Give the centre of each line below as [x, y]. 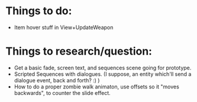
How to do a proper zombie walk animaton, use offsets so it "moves [97, 87]
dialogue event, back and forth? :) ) [57, 80]
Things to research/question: [79, 51]
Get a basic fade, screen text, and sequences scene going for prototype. [103, 68]
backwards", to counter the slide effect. [62, 93]
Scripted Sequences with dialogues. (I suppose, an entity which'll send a [103, 74]
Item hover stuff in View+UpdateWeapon [64, 27]
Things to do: [39, 11]
